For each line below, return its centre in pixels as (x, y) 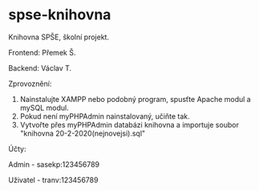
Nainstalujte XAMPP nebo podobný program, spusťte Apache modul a (135, 99)
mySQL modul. (45, 108)
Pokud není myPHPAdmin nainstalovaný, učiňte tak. (105, 116)
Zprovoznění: (30, 83)
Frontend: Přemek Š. (42, 52)
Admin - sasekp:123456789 (54, 164)
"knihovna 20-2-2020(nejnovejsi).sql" (83, 133)
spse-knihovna (60, 15)
